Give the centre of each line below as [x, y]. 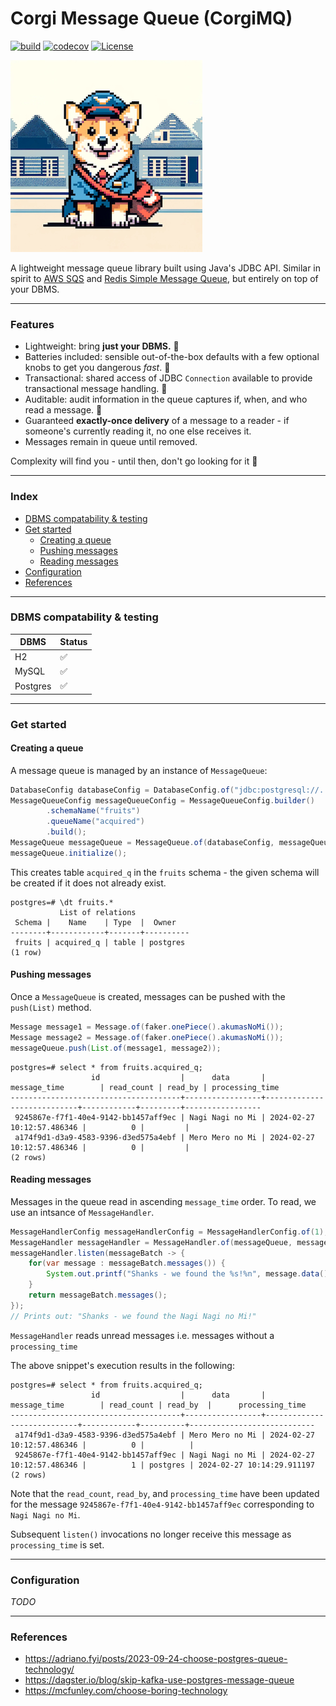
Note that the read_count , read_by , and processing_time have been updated [165, 1493]
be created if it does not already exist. [88, 883]
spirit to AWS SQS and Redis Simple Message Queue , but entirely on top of [164, 278]
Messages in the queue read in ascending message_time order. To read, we [163, 1201]
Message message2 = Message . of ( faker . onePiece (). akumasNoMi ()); [147, 1037]
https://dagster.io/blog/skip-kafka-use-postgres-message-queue [159, 1680]
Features [32, 324]
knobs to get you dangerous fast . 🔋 [97, 368]
